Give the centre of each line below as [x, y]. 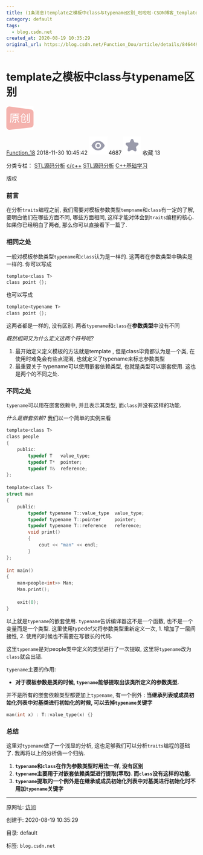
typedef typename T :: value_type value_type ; [86, 513]
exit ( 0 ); [28, 602]
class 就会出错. [24, 656]
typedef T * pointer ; [55, 462]
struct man [20, 494]
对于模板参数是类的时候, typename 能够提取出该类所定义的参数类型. [97, 682]
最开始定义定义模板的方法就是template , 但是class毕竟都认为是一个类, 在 [105, 351]
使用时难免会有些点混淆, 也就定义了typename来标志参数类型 [90, 359]
